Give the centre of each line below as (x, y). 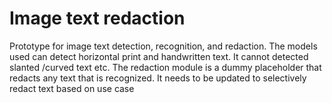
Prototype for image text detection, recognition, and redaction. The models (163, 46)
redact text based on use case (72, 88)
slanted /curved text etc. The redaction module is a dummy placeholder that (165, 67)
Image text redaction (97, 18)
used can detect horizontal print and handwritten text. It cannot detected (159, 56)
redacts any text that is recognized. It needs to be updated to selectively (158, 78)
